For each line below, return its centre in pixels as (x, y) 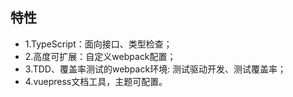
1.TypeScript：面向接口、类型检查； (98, 44)
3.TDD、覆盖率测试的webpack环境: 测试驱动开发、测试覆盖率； (155, 69)
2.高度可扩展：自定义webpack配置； (100, 56)
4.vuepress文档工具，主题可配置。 (96, 81)
